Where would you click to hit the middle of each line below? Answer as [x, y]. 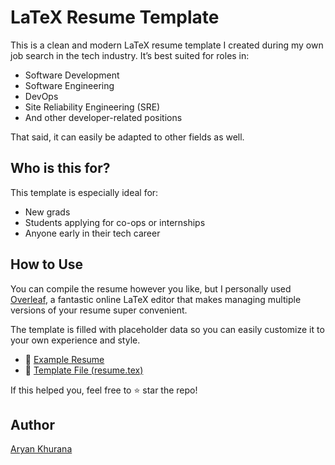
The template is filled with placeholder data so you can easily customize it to [167, 329]
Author [32, 424]
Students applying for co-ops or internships [115, 222]
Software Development [72, 75]
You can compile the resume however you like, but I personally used [151, 288]
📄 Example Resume [64, 359]
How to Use [47, 264]
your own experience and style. [75, 340]
